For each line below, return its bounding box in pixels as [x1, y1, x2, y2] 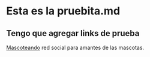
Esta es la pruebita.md [6, 4, 121, 18]
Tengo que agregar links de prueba [6, 28, 140, 38]
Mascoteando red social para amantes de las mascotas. [6, 44, 145, 51]
